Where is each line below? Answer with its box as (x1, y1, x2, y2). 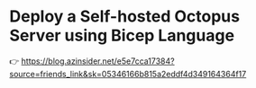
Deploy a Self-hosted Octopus (9, 6, 241, 27)
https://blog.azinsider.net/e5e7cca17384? (21, 56, 175, 66)
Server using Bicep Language (9, 25, 235, 46)
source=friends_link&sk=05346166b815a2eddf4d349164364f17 (9, 68, 247, 79)
